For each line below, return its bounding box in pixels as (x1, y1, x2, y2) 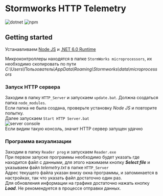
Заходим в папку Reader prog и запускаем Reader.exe (5, 149, 116, 155)
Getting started (5, 33, 53, 42)
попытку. (5, 110, 24, 116)
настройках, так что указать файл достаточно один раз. (5, 175, 122, 181)
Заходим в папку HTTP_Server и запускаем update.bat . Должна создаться (5, 95, 158, 101)
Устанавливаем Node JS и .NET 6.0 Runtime (5, 46, 96, 52)
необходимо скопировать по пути (5, 61, 76, 66)
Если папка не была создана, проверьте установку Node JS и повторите (5, 105, 157, 111)
